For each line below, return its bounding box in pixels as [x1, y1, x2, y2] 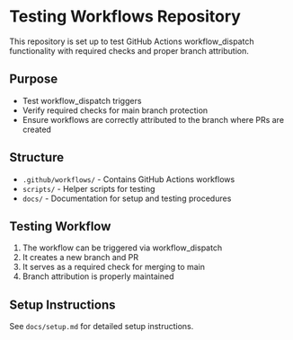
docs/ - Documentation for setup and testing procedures [22, 193, 232, 204]
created [22, 124, 52, 135]
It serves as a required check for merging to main [22, 262, 205, 273]
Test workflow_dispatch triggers [22, 95, 142, 106]
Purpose [9, 72, 58, 87]
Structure [9, 150, 65, 165]
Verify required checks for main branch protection [22, 105, 209, 116]
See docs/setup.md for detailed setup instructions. [9, 321, 194, 332]
